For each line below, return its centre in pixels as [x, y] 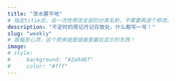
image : [17, 46]
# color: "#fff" [38, 66]
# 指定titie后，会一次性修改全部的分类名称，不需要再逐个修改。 [90, 20]
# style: [20, 54]
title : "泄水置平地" [35, 14]
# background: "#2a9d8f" [50, 60]
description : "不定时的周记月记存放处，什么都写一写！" [82, 27]
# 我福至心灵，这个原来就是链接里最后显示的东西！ [71, 40]
